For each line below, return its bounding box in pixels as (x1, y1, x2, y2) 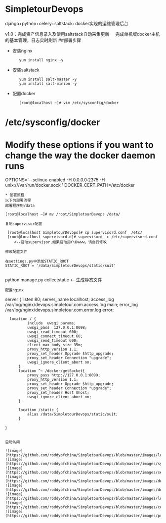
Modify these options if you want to (5, 140, 154, 151)
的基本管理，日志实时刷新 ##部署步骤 (5, 37, 82, 43)
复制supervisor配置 (5, 221, 42, 226)
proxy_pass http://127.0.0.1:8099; (27, 373, 100, 378)
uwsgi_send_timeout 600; (27, 338, 79, 343)
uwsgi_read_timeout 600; (27, 329, 79, 335)
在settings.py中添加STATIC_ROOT (5, 259, 69, 264)
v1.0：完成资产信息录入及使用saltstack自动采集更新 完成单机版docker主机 (5, 31, 160, 37)
